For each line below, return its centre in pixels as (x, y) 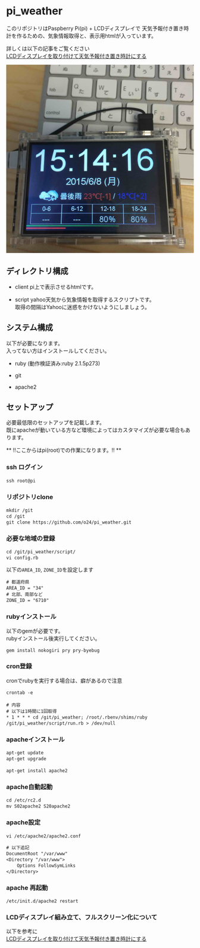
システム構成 (30, 328)
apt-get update (25, 753)
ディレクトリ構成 (37, 271)
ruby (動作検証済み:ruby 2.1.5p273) (57, 363)
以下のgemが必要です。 (35, 631)
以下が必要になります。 (35, 343)
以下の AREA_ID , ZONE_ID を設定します (50, 570)
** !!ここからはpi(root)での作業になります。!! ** (64, 450)
